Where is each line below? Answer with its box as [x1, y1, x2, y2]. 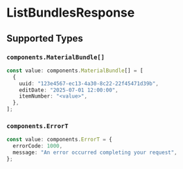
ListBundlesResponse [6, 5, 135, 21]
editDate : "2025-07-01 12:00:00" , [19, 87, 119, 94]
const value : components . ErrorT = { [6, 136, 112, 143]
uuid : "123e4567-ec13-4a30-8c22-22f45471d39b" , [19, 80, 159, 87]
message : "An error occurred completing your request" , [12, 149, 177, 157]
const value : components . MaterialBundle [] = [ [6, 67, 143, 74]
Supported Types [6, 33, 84, 44]
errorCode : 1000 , [12, 143, 63, 150]
